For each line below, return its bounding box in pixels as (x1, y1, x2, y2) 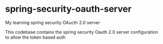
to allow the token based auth (5, 34, 66, 40)
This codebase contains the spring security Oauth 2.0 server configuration (5, 29, 158, 35)
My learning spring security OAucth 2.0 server (5, 20, 100, 25)
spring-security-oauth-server (5, 3, 132, 15)
